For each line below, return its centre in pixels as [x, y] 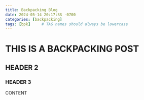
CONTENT [16, 93]
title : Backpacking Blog [31, 10]
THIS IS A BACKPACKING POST [72, 49]
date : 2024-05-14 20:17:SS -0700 [41, 15]
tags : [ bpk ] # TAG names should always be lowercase [67, 24]
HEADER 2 [22, 67]
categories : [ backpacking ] [34, 19]
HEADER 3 [18, 82]
